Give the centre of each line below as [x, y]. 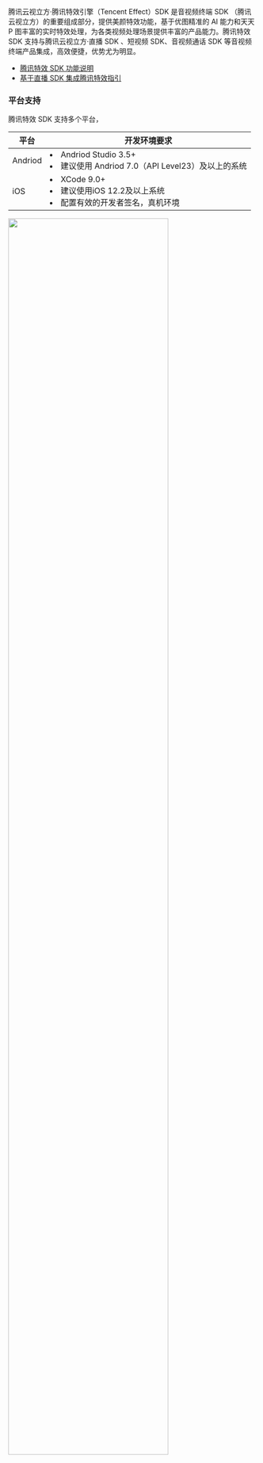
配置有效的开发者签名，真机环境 [120, 203]
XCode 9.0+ [83, 179]
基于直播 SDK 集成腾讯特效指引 [71, 78]
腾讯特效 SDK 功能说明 [57, 68]
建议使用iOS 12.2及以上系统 [112, 191]
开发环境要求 [148, 141]
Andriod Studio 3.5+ [98, 155]
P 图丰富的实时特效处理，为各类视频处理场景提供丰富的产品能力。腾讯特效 [130, 31]
